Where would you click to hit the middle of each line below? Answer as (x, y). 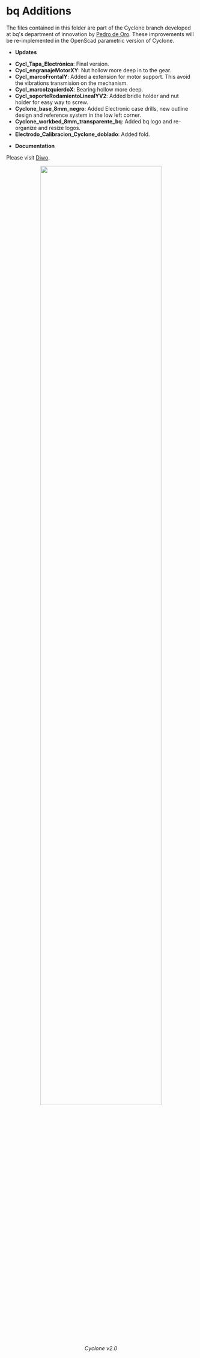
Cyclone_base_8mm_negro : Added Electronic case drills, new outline (102, 108)
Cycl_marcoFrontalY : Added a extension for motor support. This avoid (103, 76)
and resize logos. (59, 128)
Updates (26, 52)
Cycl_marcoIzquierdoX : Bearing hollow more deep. (79, 89)
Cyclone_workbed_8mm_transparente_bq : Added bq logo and (93, 121)
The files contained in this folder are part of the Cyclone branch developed (98, 28)
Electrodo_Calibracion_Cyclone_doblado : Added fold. (82, 134)
